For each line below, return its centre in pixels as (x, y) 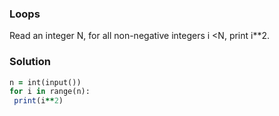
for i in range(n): (50, 92)
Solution (30, 62)
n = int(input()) (45, 82)
